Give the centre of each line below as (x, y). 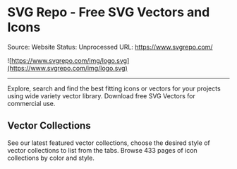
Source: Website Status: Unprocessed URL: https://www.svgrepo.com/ (110, 47)
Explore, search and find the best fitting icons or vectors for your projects (114, 88)
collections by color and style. (51, 158)
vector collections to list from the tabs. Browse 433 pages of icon (102, 150)
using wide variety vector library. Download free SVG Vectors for (101, 95)
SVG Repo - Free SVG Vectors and (109, 12)
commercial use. (31, 103)
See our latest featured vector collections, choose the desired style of (109, 143)
